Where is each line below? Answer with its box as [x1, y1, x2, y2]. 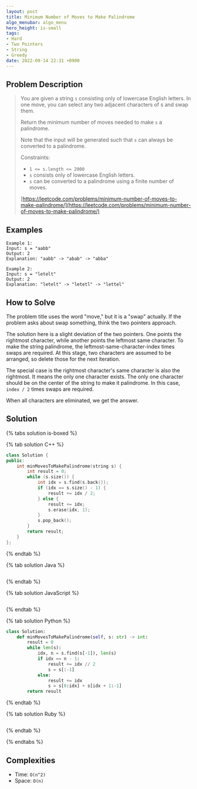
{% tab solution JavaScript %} [6, 589, 79, 596]
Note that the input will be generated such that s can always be [20, 136, 173, 144]
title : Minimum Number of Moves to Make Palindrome [6, 14, 135, 20]
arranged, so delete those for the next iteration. [6, 355, 121, 363]
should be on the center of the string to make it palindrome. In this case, [6, 379, 181, 386]
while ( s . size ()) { [27, 474, 75, 480]
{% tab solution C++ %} [6, 441, 64, 448]
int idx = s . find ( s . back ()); [37, 479, 109, 486]
